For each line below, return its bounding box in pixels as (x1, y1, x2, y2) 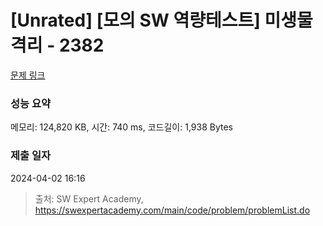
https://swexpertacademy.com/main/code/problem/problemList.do (34, 204, 311, 216)
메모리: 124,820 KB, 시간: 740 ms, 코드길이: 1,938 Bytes (10, 121, 233, 133)
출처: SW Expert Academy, (34, 192, 144, 205)
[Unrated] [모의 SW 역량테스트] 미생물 (10, 9, 313, 32)
